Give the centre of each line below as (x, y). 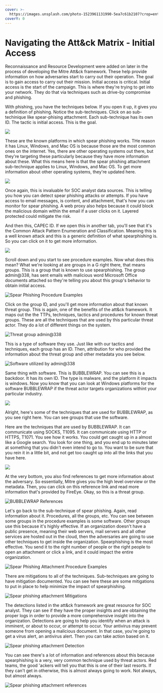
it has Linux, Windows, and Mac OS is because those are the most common (81, 146)
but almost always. (24, 676)
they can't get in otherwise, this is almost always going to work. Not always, (81, 671)
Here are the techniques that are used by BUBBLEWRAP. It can (68, 427)
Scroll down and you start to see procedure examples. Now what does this (80, 260)
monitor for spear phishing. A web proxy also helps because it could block (79, 206)
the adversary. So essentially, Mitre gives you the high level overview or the (81, 481)
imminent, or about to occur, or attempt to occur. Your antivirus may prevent (81, 626)
